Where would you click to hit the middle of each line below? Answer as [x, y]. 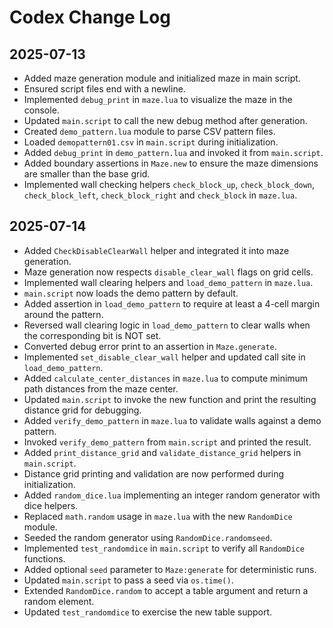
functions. [44, 558]
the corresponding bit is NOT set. [92, 335]
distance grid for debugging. [82, 410]
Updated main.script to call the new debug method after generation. [165, 120]
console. [41, 110]
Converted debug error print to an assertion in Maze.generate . [150, 346]
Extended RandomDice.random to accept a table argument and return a [166, 590]
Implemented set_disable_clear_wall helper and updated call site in [164, 357]
